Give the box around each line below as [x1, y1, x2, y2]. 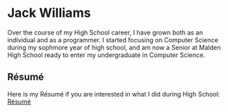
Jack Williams [7, 5, 91, 21]
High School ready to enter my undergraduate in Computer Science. [7, 51, 205, 59]
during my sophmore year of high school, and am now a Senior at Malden [7, 43, 221, 51]
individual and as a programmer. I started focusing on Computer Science [7, 35, 219, 44]
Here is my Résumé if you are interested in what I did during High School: [7, 89, 220, 98]
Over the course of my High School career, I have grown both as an [7, 28, 203, 37]
